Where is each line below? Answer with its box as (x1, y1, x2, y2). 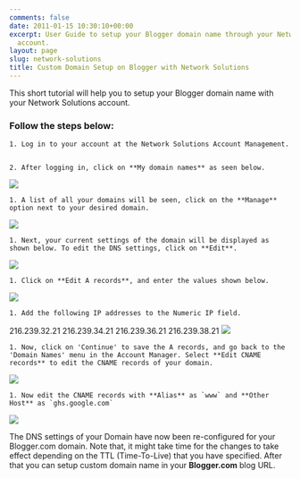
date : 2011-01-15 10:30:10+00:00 (9, 21, 134, 30)
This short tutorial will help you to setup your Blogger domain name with (9, 87, 274, 98)
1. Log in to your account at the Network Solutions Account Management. (9, 140, 290, 149)
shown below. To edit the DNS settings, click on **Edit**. (9, 244, 238, 253)
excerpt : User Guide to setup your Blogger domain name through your (9, 30, 274, 38)
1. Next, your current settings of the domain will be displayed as (9, 236, 270, 245)
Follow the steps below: (9, 119, 114, 132)
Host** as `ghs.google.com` (9, 399, 114, 408)
